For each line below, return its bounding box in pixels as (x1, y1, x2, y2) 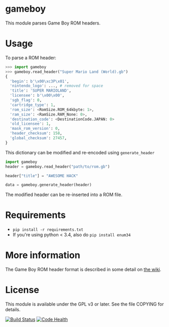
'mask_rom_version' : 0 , (10, 126, 60, 131)
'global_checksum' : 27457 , (10, 135, 67, 141)
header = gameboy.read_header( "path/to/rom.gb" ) (5, 164, 110, 169)
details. (5, 307, 21, 313)
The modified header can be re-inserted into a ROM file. (5, 192, 123, 198)
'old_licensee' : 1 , (10, 121, 51, 126)
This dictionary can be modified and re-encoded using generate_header (5, 149, 155, 155)
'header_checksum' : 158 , (10, 131, 62, 136)
